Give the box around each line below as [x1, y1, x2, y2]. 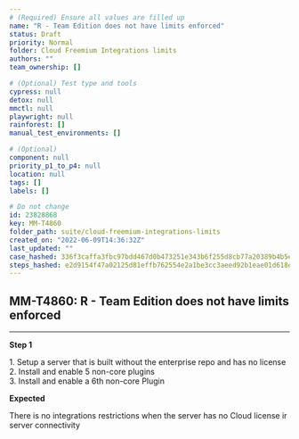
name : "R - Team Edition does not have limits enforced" [9, 21, 225, 30]
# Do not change [9, 203, 69, 211]
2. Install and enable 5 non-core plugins [9, 367, 156, 377]
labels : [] [9, 186, 50, 195]
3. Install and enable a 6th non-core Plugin [9, 376, 165, 386]
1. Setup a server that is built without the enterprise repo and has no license [9, 357, 287, 368]
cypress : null [9, 87, 62, 96]
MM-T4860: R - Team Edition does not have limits [9, 294, 289, 309]
